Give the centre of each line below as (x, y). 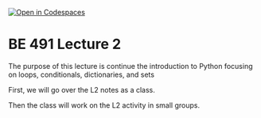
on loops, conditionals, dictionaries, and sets (82, 74)
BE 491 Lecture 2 (65, 44)
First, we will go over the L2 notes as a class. (82, 89)
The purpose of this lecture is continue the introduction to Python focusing (130, 66)
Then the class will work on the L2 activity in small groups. (104, 105)
